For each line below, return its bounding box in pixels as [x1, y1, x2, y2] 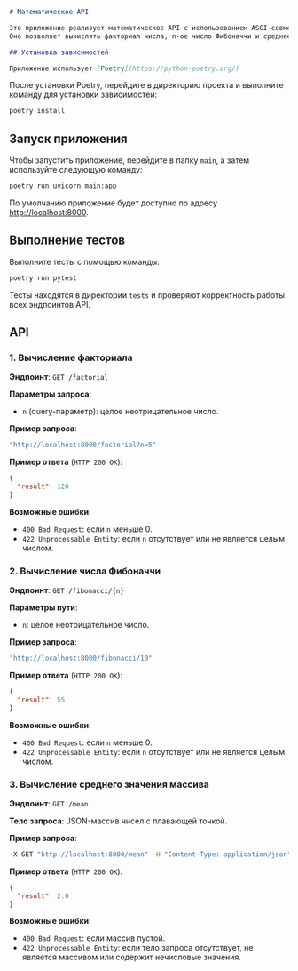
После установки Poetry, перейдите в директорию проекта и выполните [9, 80, 284, 91]
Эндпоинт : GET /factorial [9, 372, 109, 382]
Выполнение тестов [9, 233, 126, 248]
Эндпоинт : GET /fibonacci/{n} [9, 585, 124, 596]
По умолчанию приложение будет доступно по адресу [9, 197, 218, 208]
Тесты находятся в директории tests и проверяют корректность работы [9, 289, 286, 301]
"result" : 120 [17, 482, 69, 492]
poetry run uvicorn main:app [9, 181, 117, 190]
